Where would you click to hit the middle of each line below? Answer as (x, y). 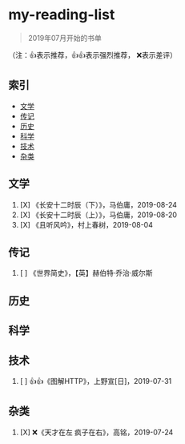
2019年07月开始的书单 (65, 38)
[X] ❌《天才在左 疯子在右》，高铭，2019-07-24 (97, 432)
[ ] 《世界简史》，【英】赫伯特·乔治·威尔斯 (86, 273)
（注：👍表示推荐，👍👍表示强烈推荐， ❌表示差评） (93, 54)
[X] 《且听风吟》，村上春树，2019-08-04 (86, 224)
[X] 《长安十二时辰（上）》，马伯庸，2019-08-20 (99, 215)
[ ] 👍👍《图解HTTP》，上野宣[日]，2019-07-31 (96, 381)
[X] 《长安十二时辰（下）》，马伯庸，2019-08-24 (99, 204)
